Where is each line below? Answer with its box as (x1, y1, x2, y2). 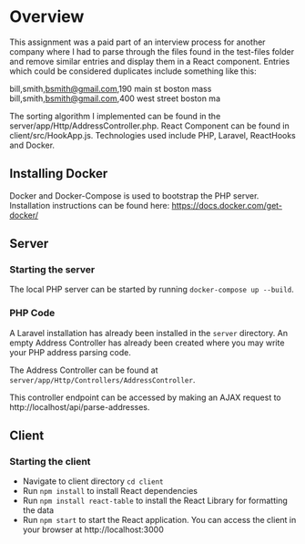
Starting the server (9, 263, 96, 276)
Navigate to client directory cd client (22, 476, 164, 487)
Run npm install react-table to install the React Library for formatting (22, 495, 289, 507)
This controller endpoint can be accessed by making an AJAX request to (9, 392, 282, 403)
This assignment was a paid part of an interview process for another (9, 36, 266, 47)
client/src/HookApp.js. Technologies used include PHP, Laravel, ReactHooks (9, 129, 296, 140)
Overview (9, 6, 85, 27)
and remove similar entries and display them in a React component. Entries (9, 56, 290, 67)
